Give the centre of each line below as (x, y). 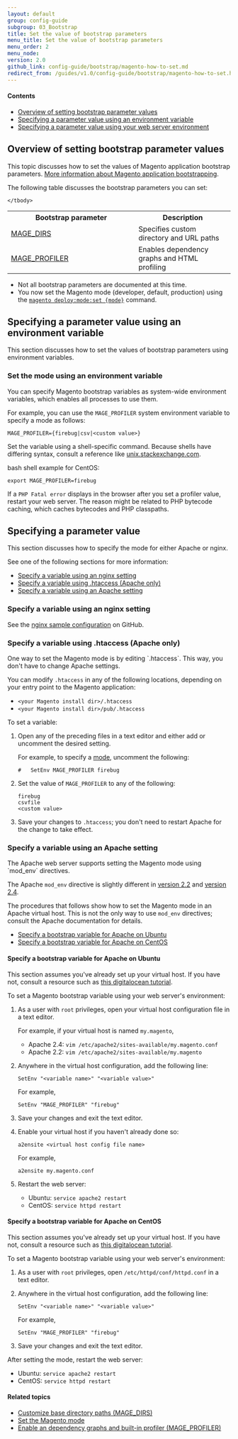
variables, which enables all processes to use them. (83, 399)
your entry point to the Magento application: (72, 687)
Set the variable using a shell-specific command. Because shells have (109, 446)
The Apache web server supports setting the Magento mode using (104, 863)
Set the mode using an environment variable (85, 376)
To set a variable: (33, 722)
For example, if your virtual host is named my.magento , (96, 1030)
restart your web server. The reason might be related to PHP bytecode (110, 501)
